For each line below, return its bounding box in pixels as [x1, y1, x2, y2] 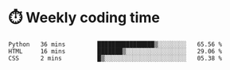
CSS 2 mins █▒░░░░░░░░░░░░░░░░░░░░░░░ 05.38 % [8, 54, 223, 62]
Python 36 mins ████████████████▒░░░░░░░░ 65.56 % [8, 40, 223, 49]
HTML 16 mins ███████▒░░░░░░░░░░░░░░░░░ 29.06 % [8, 47, 223, 55]
